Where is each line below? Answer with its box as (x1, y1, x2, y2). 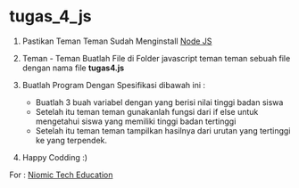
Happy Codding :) (21, 151, 87, 162)
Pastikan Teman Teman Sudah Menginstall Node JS (21, 36, 212, 46)
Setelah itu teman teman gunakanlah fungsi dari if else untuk (35, 106, 259, 117)
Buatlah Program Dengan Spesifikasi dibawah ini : (21, 79, 206, 90)
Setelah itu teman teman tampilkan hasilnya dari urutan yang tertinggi (35, 125, 291, 135)
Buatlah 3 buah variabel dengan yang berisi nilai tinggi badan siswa (35, 96, 284, 108)
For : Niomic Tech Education (9, 169, 113, 180)
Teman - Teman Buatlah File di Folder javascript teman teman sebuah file (21, 53, 291, 63)
